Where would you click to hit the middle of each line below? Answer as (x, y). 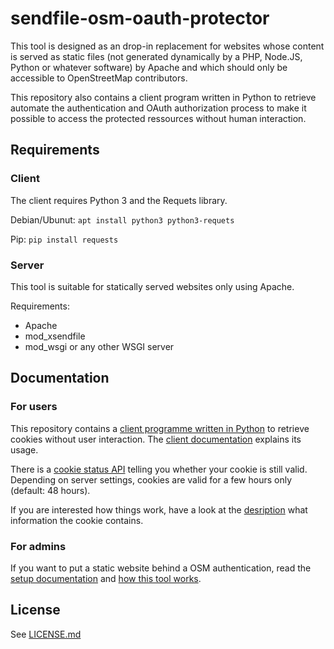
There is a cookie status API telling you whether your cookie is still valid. (159, 469)
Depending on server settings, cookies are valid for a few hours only (151, 479)
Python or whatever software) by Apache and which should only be (149, 67)
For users (34, 407)
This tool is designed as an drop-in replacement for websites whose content (167, 46)
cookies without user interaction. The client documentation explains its (156, 439)
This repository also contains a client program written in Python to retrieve (163, 97)
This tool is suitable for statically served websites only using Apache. (152, 286)
